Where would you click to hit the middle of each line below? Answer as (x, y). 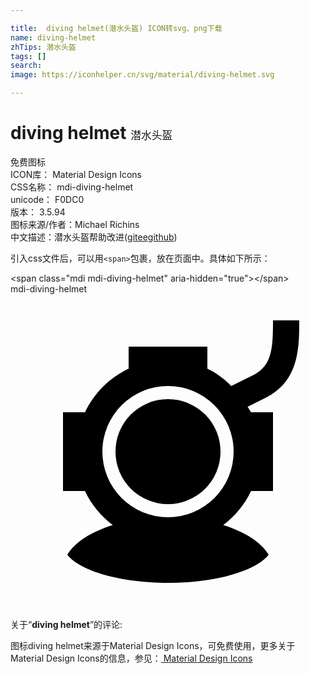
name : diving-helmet (53, 37)
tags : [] (28, 56)
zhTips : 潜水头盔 (43, 47)
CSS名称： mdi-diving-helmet (72, 187)
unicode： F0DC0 (47, 199)
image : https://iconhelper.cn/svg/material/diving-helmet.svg (142, 75)
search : (26, 66)
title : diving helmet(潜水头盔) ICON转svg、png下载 (116, 28)
